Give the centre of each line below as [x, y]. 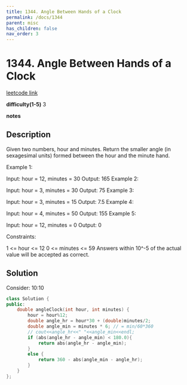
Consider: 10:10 [25, 288]
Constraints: [21, 236]
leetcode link [22, 93]
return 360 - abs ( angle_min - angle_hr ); [91, 360]
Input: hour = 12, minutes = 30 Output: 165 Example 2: [73, 178]
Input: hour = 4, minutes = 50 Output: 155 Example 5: [71, 213]
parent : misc [22, 23]
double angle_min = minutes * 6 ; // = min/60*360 [91, 326]
